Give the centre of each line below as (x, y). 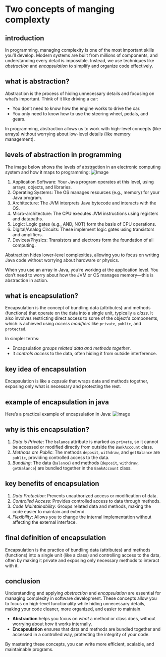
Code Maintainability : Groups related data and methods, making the (82, 506)
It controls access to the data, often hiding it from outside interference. (84, 354)
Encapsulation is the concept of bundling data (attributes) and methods (78, 308)
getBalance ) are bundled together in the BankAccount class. (72, 468)
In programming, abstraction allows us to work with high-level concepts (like (83, 128)
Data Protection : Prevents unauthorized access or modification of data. (85, 495)
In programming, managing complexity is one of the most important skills (80, 50)
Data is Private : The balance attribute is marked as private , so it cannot (85, 442)
